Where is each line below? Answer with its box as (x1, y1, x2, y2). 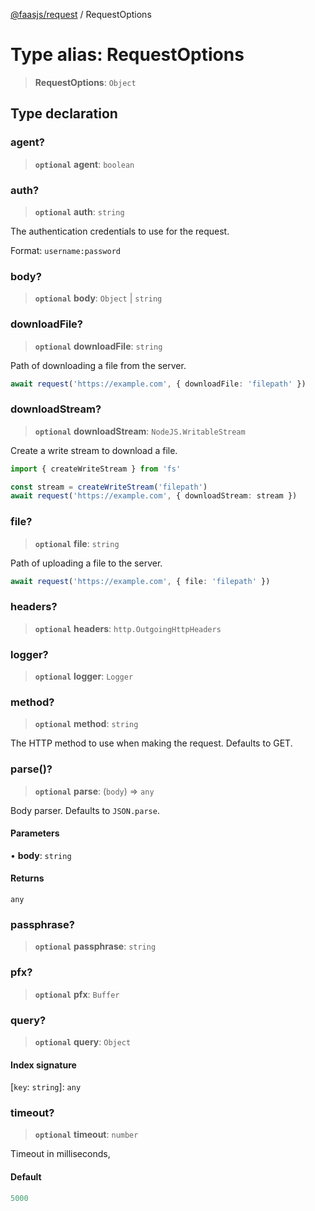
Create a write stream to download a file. (10, 444, 178, 456)
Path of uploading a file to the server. (10, 557, 163, 569)
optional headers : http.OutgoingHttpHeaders (34, 622, 222, 634)
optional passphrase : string (34, 940, 157, 953)
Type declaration (10, 105, 118, 123)
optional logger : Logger (34, 670, 134, 683)
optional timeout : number (34, 1129, 139, 1141)
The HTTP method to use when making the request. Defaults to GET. (10, 737, 293, 749)
